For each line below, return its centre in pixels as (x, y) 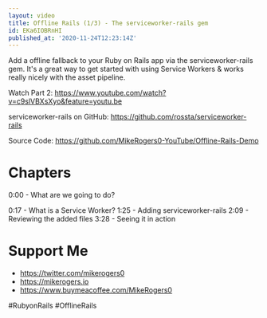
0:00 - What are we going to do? (62, 195)
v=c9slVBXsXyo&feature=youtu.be (65, 101)
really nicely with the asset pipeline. (67, 77)
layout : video (32, 16)
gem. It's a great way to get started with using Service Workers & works (126, 69)
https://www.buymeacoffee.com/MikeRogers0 (96, 290)
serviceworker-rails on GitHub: (59, 117)
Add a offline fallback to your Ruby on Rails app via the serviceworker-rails (131, 61)
